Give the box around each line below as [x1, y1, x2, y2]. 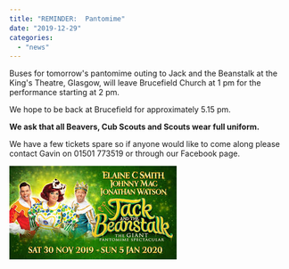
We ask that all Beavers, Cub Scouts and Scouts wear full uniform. [9, 121, 260, 133]
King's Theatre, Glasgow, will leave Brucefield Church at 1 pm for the [9, 77, 261, 88]
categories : [9, 33, 54, 42]
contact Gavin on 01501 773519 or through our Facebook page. [9, 148, 241, 159]
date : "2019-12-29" [9, 23, 82, 33]
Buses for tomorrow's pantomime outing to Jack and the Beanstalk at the [9, 68, 278, 79]
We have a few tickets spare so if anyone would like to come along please [9, 139, 281, 150]
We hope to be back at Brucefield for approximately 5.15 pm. [9, 104, 232, 115]
